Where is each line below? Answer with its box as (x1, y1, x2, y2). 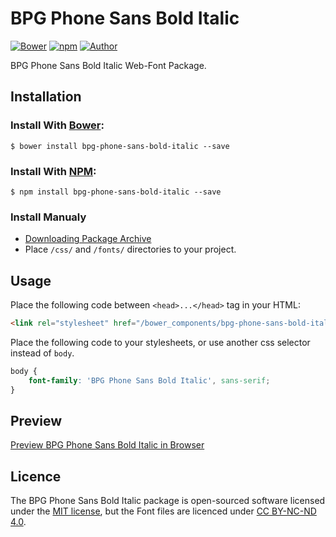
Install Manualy (10, 210, 87, 224)
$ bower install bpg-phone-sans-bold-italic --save (10, 141, 230, 151)
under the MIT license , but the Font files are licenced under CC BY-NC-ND (10, 505, 317, 517)
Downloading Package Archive (24, 233, 152, 245)
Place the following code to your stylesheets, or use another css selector (10, 336, 311, 348)
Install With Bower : (10, 118, 105, 132)
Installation (10, 88, 82, 106)
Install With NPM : (10, 164, 97, 178)
